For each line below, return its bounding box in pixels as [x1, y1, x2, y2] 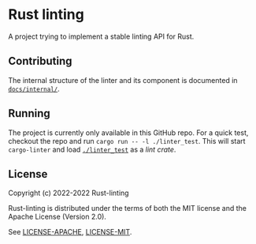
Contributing [8, 54, 72, 68]
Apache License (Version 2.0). [8, 212, 106, 222]
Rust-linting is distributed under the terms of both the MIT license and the [8, 204, 247, 213]
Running [8, 107, 51, 120]
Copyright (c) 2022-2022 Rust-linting [8, 188, 129, 198]
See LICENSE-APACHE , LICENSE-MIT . [8, 227, 132, 237]
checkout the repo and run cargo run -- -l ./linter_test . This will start [8, 136, 246, 145]
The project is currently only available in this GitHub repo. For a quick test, [8, 128, 249, 137]
